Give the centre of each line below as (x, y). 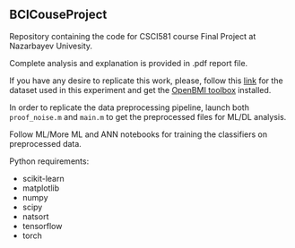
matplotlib (41, 188)
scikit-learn (43, 178)
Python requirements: (49, 161)
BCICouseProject (58, 15)
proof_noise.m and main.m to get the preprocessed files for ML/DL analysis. (148, 116)
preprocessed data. (46, 143)
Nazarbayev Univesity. (51, 46)
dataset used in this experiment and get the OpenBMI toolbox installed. (140, 90)
